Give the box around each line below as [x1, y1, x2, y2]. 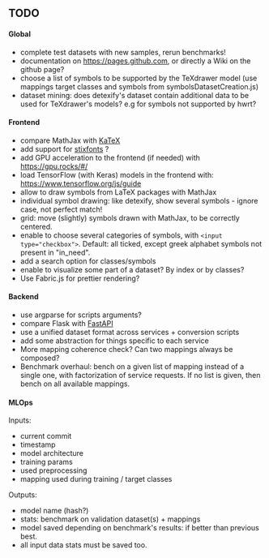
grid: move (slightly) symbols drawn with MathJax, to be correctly [19, 212, 241, 222]
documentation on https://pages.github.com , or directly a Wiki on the [19, 56, 251, 66]
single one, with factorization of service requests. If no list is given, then [19, 371, 261, 380]
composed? [19, 353, 60, 363]
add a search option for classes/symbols [19, 255, 156, 266]
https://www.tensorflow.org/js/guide [19, 178, 142, 188]
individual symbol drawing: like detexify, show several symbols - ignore [19, 195, 258, 205]
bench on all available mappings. [19, 379, 130, 388]
